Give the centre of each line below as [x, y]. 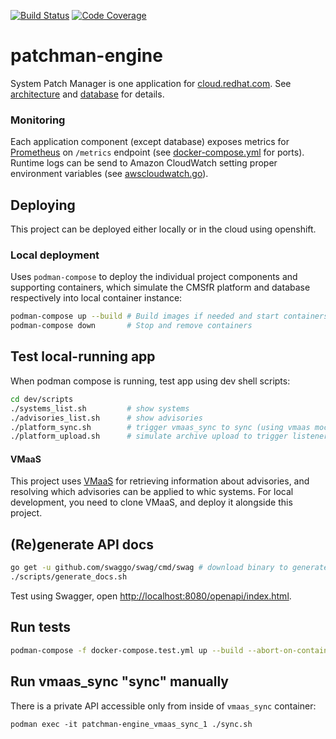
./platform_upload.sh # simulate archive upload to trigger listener [169, 436]
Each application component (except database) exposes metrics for [150, 142]
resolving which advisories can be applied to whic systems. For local [152, 492]
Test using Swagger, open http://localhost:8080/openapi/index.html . [151, 596]
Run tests [40, 627]
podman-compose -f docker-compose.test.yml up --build [127, 650]
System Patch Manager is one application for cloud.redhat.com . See [151, 83]
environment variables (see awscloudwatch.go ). [109, 174]
